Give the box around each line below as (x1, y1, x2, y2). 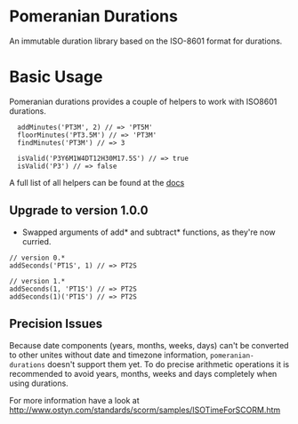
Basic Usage (9, 67, 103, 87)
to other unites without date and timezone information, (9, 349, 209, 360)
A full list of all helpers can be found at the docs (9, 177, 185, 188)
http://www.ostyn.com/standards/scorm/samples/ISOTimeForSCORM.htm (9, 404, 281, 415)
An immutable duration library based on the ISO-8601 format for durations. (9, 36, 283, 46)
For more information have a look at (9, 395, 140, 405)
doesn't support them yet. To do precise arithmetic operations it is (47, 358, 290, 370)
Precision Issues (9, 316, 103, 332)
